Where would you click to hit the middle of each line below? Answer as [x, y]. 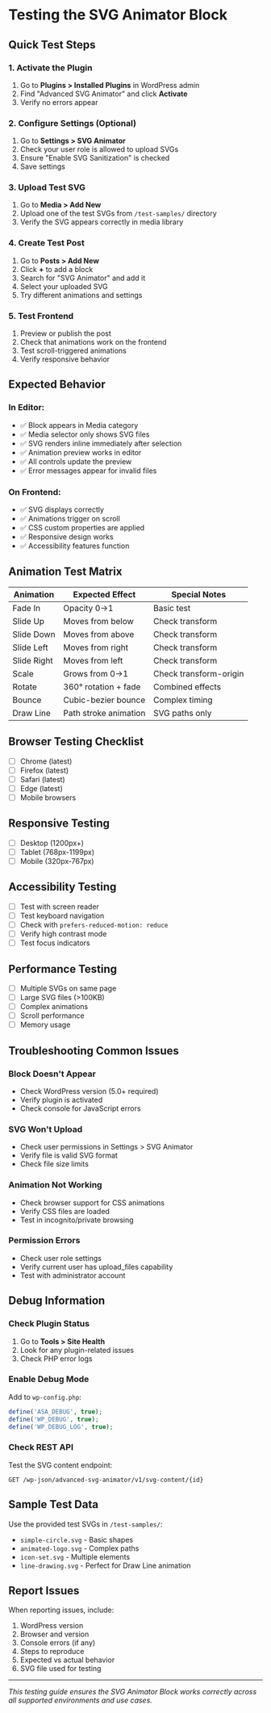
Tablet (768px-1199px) [57, 852]
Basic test [172, 608]
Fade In [27, 608]
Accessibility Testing [63, 887]
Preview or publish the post [65, 333]
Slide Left [30, 647]
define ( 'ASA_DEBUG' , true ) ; [56, 1411]
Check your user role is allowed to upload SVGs [99, 149]
